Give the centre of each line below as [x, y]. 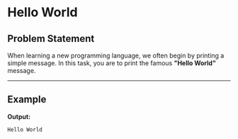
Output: [19, 116]
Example [27, 100]
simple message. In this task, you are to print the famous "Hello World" [112, 63]
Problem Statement [51, 39]
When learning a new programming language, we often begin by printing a [116, 55]
